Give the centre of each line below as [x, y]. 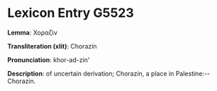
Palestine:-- [193, 73]
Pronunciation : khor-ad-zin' [49, 60]
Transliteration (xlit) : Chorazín [52, 46]
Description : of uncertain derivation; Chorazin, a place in [91, 73]
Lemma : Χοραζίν [33, 32]
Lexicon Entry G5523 [71, 13]
